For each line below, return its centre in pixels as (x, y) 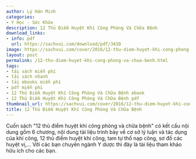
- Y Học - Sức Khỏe (30, 22)
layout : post (22, 55)
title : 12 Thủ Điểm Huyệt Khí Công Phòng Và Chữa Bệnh (74, 109)
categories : (20, 17)
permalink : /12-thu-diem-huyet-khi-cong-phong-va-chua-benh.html (87, 60)
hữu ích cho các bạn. (32, 151)
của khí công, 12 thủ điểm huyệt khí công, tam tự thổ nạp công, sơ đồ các (94, 139)
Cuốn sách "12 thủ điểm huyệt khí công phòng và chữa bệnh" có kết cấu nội (98, 126)
